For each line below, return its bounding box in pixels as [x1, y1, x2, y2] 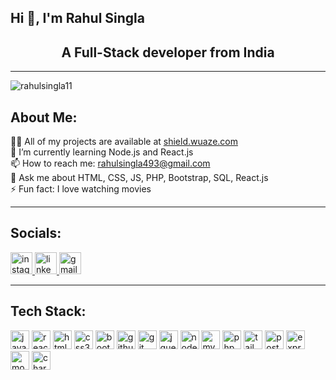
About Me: [10, 109, 78, 126]
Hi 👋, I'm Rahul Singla [10, 10, 145, 27]
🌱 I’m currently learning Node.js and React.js [10, 146, 194, 158]
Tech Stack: [10, 303, 87, 320]
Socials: [10, 225, 62, 242]
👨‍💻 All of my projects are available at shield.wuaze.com [10, 136, 238, 148]
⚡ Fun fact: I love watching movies [10, 183, 152, 195]
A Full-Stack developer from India [61, 44, 275, 61]
